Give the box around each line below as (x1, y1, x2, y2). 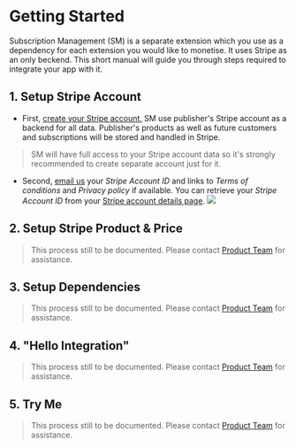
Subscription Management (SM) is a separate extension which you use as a (9, 35, 285, 46)
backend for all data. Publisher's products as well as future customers (21, 122, 277, 133)
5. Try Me (9, 397, 63, 412)
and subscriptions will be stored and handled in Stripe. (21, 131, 221, 143)
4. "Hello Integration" (9, 338, 130, 353)
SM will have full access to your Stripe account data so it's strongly (30, 149, 276, 159)
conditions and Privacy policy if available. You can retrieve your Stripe (21, 184, 277, 196)
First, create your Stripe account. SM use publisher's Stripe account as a (21, 112, 287, 123)
